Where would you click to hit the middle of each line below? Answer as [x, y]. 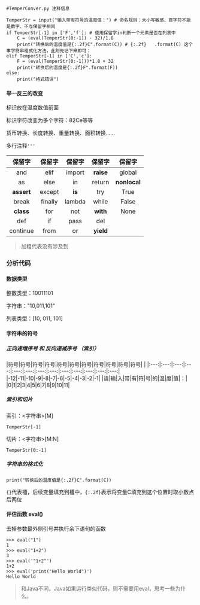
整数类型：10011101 [30, 293]
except [49, 192]
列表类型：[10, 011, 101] [34, 318]
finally [49, 202]
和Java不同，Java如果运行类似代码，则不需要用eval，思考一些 [98, 589]
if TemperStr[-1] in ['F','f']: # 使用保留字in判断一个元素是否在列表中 [91, 33]
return [101, 183]
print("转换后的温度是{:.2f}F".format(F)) [68, 68]
